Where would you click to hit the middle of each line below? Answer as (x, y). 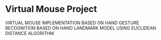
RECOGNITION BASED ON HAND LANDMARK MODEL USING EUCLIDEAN (81, 28)
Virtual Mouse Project (51, 9)
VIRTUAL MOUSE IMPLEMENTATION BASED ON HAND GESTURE (72, 23)
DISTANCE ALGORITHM (30, 33)
